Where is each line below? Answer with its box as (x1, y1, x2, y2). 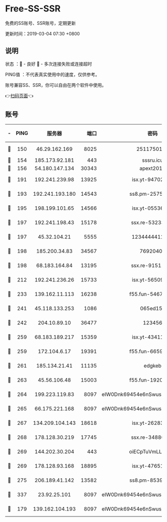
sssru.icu (142, 156, 164, 163)
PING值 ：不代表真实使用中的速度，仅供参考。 (5, 71, 100, 77)
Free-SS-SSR (5, 3, 61, 14)
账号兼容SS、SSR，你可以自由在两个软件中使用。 (5, 82, 106, 88)
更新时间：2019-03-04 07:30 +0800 (5, 30, 80, 36)
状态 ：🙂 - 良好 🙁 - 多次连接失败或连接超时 (5, 61, 92, 67)
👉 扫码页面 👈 (5, 93, 34, 99)
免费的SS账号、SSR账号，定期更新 (5, 20, 76, 26)
